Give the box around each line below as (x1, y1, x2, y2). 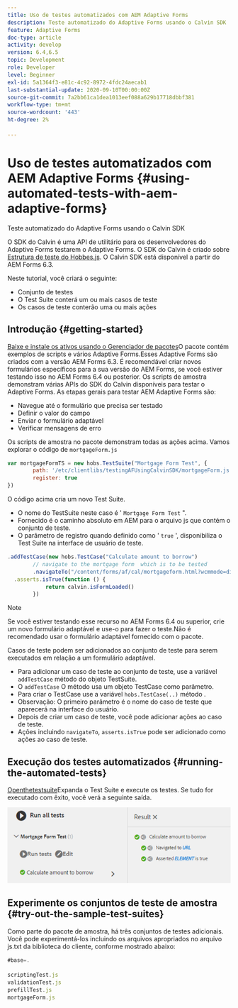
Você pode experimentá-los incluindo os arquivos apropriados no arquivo (7, 934, 222, 943)
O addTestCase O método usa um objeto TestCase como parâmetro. (17, 682, 215, 691)
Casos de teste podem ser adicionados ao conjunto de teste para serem (7, 646, 218, 655)
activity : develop (7, 41, 62, 49)
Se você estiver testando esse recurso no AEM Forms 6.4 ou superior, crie (7, 617, 225, 626)
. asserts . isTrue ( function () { (13, 575, 106, 583)
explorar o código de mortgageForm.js (7, 445, 118, 453)
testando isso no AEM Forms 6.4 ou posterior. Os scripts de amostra (7, 372, 207, 381)
